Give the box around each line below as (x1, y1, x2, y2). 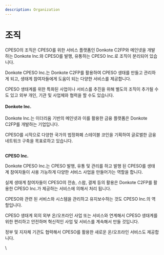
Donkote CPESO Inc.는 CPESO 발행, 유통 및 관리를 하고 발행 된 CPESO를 (5, 162, 146, 169)
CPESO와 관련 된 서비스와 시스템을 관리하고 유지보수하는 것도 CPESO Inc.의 (5, 196, 151, 202)
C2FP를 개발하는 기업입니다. (5, 121, 60, 127)
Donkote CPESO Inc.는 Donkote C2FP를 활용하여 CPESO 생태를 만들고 (5, 70, 143, 75)
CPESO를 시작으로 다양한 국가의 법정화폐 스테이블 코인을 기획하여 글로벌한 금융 (5, 132, 156, 138)
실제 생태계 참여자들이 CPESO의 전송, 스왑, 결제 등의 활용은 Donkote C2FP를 (5, 179, 153, 185)
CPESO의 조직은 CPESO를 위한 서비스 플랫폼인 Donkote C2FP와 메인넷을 (5, 47, 146, 53)
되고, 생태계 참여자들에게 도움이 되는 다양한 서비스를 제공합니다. (10, 75, 132, 81)
